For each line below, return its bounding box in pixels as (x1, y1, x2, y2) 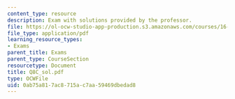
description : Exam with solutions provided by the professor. (7, 17, 192, 24)
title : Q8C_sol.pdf (7, 68, 64, 75)
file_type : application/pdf (7, 29, 90, 37)
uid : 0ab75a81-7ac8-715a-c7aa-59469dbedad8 (7, 82, 136, 89)
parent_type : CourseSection (7, 56, 90, 63)
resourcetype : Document (7, 62, 77, 69)
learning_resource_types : (7, 36, 83, 43)
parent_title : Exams (7, 49, 68, 56)
